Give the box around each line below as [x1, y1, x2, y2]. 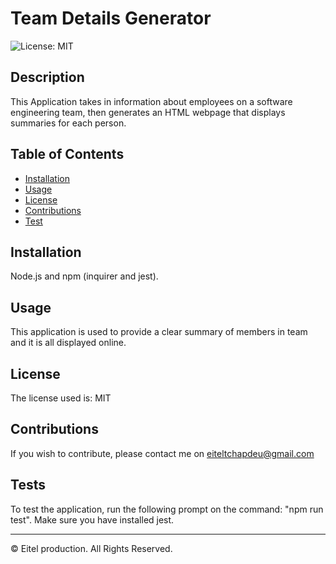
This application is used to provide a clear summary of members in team [10, 326, 308, 338]
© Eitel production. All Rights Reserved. [10, 542, 173, 554]
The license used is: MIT [10, 392, 112, 404]
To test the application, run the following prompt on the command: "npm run [10, 503, 324, 515]
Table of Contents [10, 146, 125, 163]
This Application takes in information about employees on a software [10, 95, 293, 107]
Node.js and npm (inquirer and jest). [10, 270, 159, 282]
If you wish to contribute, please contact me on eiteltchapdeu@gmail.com [10, 447, 315, 459]
